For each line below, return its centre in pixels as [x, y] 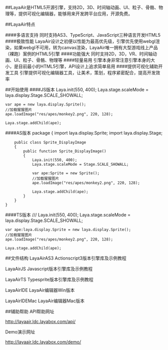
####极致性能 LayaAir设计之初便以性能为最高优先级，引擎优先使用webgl [80, 41]
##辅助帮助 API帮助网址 [30, 311]
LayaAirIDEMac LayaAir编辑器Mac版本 [45, 301]
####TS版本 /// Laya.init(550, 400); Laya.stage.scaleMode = [68, 215]
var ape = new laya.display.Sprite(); [46, 104]
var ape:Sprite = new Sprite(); [66, 173]
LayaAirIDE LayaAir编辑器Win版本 [40, 290]
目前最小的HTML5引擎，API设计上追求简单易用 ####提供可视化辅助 [89, 66]
